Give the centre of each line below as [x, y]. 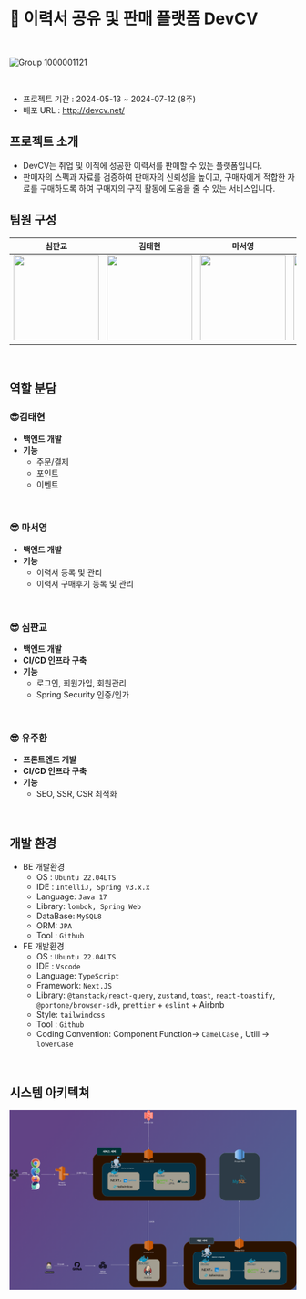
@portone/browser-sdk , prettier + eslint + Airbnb [130, 1005]
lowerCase [55, 1045]
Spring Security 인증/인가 [83, 695]
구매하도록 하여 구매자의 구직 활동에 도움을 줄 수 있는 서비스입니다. [158, 188]
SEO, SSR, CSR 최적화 [76, 794]
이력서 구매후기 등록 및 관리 [85, 583]
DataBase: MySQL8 [69, 916]
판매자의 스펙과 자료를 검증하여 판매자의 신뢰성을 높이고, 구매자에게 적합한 [154, 177]
